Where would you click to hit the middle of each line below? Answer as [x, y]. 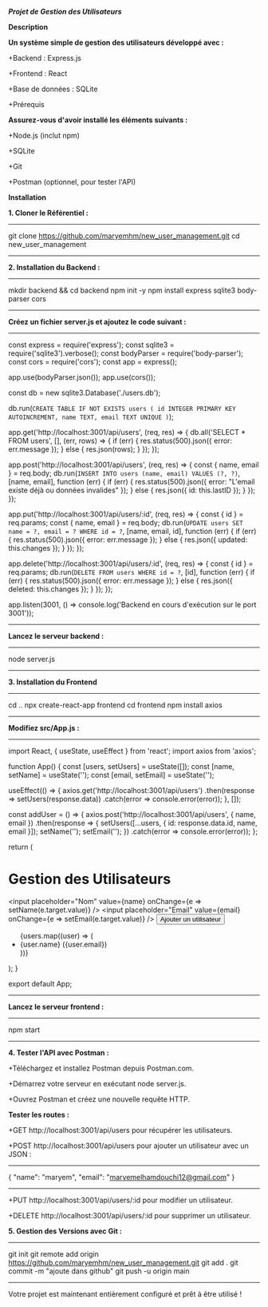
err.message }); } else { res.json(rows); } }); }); [84, 449]
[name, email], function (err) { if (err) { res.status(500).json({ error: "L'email [132, 482]
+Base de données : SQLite [53, 89]
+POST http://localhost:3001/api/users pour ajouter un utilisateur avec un [129, 1146]
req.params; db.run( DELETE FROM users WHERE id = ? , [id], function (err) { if [132, 572]
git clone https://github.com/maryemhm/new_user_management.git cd [124, 236]
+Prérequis [27, 104]
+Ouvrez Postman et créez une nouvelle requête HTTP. [99, 1099]
